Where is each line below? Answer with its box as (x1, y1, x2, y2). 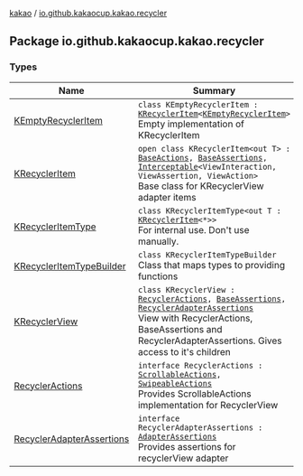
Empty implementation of (138, 117, 245, 130)
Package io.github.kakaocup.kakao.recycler (9, 33, 264, 49)
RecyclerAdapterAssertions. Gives (138, 334, 282, 347)
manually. (138, 235, 179, 247)
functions (138, 270, 179, 283)
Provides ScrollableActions (138, 387, 252, 400)
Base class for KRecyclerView (138, 180, 264, 192)
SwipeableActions (138, 378, 213, 388)
